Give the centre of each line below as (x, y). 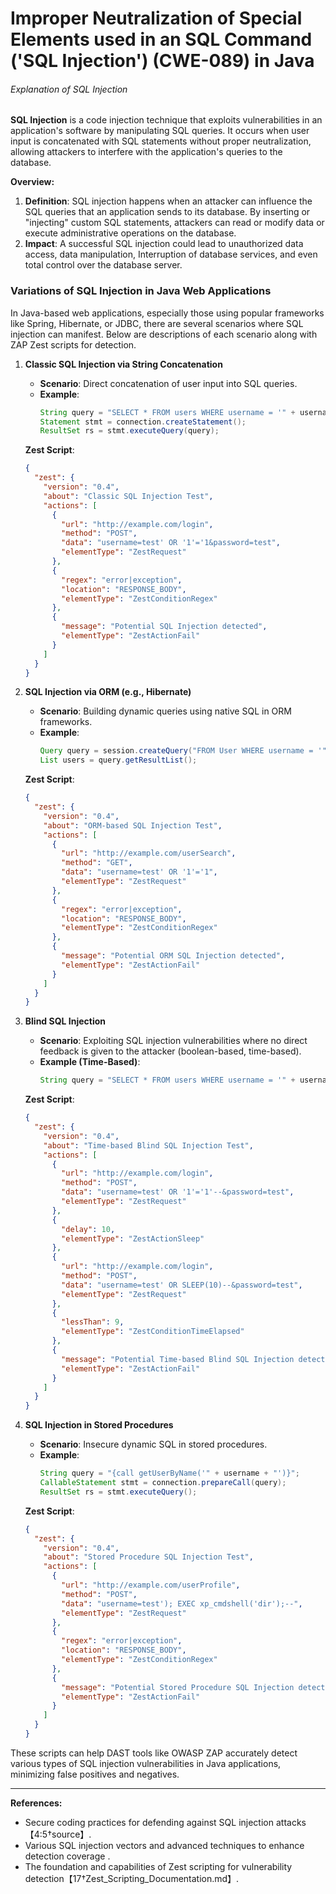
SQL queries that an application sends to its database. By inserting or (167, 212)
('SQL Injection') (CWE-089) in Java (162, 61)
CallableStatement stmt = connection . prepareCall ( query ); (163, 1483)
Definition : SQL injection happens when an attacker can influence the (168, 201)
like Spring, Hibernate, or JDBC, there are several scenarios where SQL (157, 323)
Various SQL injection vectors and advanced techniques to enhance (164, 1845)
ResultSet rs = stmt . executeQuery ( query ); (129, 431)
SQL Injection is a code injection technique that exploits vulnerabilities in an (166, 120)
